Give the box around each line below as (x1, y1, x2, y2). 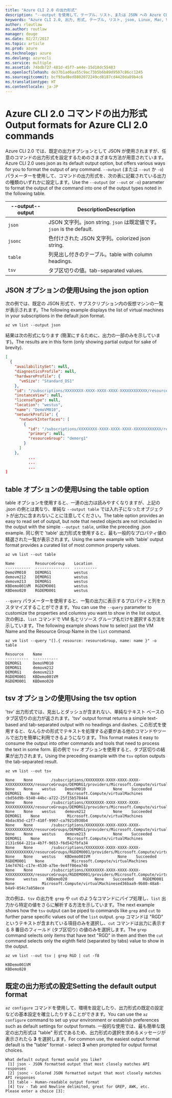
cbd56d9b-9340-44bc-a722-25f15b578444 (5, 795, 88, 800)
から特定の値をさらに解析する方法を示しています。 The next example (9, 901, 155, 908)
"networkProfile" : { (14, 412, 58, 417)
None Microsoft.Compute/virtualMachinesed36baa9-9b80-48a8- (5, 881, 161, 886)
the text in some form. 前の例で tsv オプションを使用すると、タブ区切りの (5, 746, 161, 752)
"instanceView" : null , (14, 393, 63, 398)
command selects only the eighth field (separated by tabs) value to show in (5, 937, 164, 944)
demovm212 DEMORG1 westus (5, 574, 88, 580)
